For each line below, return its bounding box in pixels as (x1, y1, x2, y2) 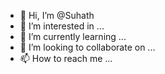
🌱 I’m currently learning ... (19, 31, 127, 42)
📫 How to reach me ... (19, 53, 113, 64)
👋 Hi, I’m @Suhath (19, 10, 95, 21)
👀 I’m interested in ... (19, 20, 105, 32)
